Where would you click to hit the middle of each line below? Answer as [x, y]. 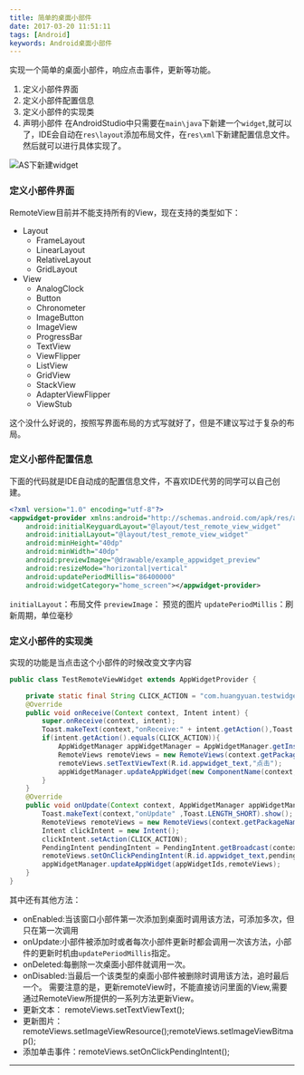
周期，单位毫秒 [45, 615]
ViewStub [54, 403]
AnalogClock [60, 288]
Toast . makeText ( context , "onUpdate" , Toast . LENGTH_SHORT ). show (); [168, 814]
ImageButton [60, 317]
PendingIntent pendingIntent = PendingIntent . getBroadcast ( [157, 847]
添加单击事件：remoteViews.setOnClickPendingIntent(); [126, 1051]
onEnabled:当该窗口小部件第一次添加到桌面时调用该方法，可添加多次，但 [158, 919]
